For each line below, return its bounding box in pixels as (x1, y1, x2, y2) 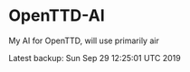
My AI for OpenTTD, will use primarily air (8, 35, 159, 46)
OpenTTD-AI (8, 5, 105, 26)
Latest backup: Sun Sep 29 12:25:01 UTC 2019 (8, 52, 182, 63)
